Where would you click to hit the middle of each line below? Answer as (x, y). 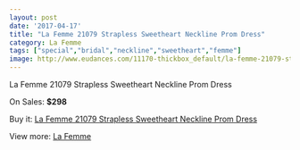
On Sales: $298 (38, 102)
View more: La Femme (50, 136)
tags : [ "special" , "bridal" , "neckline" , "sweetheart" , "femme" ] (125, 51)
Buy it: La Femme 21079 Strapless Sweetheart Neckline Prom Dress (133, 119)
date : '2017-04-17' (46, 26)
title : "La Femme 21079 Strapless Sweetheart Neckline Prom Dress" (137, 34)
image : (21, 59)
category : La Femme (46, 42)
